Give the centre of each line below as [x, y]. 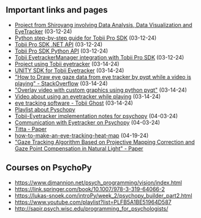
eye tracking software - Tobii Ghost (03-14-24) [74, 103]
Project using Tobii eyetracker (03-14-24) [67, 64]
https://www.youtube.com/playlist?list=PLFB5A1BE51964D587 [93, 202]
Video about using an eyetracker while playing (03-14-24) [88, 96]
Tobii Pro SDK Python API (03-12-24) [61, 51]
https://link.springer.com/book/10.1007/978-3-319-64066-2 [90, 189]
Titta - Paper [31, 129]
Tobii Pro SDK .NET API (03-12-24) [59, 44]
